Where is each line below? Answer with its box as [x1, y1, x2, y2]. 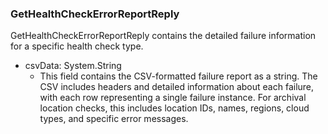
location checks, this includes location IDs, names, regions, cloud [39, 102, 310, 114]
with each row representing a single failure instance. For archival [39, 92, 307, 104]
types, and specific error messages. [39, 113, 189, 125]
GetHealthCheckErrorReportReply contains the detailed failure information [10, 30, 317, 42]
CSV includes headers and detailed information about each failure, [39, 81, 315, 93]
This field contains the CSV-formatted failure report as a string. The [39, 70, 318, 82]
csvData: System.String [24, 60, 122, 72]
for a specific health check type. [10, 40, 144, 52]
